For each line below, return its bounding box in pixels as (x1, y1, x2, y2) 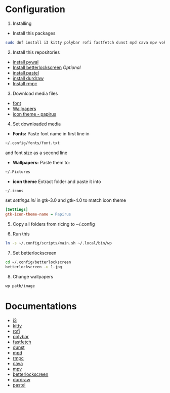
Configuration (5, 4, 66, 15)
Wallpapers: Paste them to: (12, 159, 70, 165)
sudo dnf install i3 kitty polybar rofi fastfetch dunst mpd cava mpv (5, 40, 157, 45)
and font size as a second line (5, 150, 67, 156)
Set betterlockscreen (12, 250, 57, 256)
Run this (12, 231, 30, 237)
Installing (12, 20, 32, 26)
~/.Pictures (5, 169, 30, 174)
